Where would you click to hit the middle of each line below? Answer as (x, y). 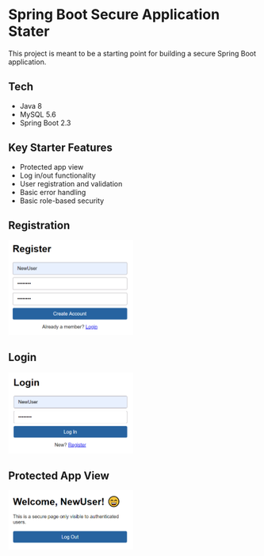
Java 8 (31, 105)
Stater (29, 31)
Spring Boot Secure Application (114, 15)
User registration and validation (71, 183)
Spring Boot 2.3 (45, 123)
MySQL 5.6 (38, 114)
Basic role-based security (62, 201)
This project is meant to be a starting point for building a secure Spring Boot (132, 53)
